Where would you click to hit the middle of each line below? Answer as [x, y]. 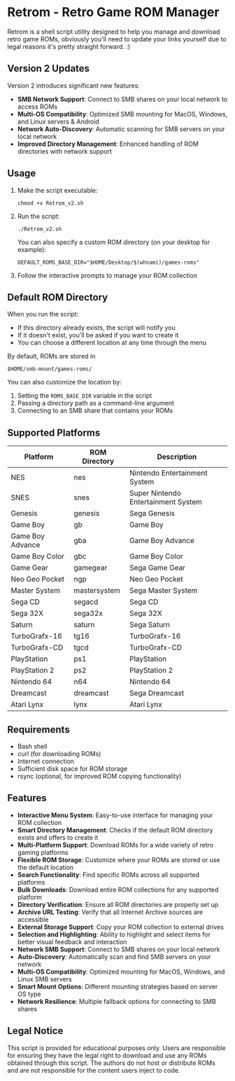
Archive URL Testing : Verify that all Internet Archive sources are [110, 912]
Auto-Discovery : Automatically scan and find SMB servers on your [114, 956]
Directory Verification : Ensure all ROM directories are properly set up [118, 904]
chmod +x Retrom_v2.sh [50, 203]
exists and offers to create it [58, 837]
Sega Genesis [152, 513]
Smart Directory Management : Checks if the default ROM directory [115, 830]
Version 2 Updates [48, 68]
